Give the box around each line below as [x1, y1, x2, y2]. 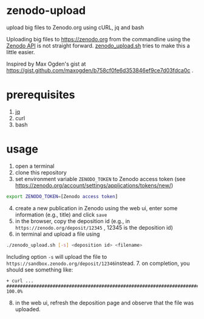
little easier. [6, 48, 35, 55]
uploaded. [15, 305, 41, 313]
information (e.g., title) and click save [15, 211, 107, 218]
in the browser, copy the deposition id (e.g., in [15, 217, 131, 225]
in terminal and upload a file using [15, 230, 100, 238]
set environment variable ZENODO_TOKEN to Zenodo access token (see [15, 175, 186, 182]
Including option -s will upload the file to [6, 253, 107, 260]
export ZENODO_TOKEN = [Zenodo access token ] [6, 193, 118, 199]
